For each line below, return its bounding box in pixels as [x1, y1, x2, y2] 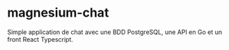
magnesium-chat [7, 5, 109, 21]
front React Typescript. [7, 35, 74, 43]
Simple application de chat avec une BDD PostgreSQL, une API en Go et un [7, 28, 223, 36]
